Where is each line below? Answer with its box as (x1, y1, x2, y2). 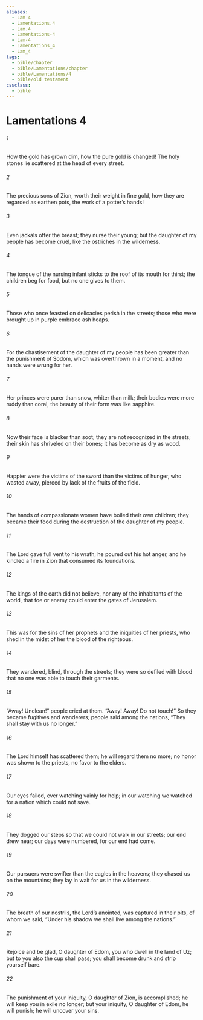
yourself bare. (6, 961, 41, 968)
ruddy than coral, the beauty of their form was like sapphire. (6, 401, 156, 408)
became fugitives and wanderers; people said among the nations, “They (6, 714, 186, 721)
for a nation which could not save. (6, 798, 91, 805)
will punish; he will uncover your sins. (6, 1007, 100, 1014)
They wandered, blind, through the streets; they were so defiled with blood (6, 668, 193, 675)
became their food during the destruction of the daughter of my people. (6, 518, 185, 525)
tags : (6, 54, 20, 60)
